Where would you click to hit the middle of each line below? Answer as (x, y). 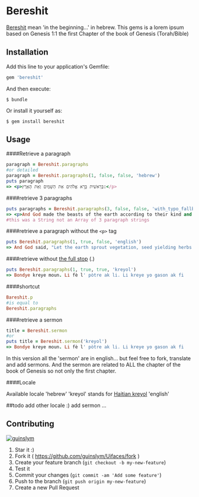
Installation (27, 52)
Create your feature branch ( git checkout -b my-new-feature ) (90, 462)
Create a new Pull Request (47, 488)
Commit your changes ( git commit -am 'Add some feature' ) (88, 474)
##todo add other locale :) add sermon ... (56, 405)
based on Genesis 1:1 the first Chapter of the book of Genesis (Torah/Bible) (97, 33)
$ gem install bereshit (36, 121)
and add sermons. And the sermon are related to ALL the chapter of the (94, 365)
